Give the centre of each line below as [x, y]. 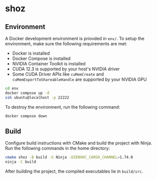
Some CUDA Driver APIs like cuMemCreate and [58, 74]
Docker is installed [31, 53]
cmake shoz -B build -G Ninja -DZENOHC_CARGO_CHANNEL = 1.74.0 [69, 157]
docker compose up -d [27, 93]
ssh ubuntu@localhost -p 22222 [37, 97]
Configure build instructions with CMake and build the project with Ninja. [79, 143]
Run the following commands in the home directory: [58, 149]
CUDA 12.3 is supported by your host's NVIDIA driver [66, 69]
